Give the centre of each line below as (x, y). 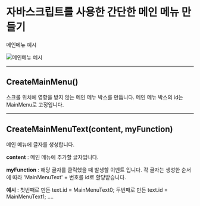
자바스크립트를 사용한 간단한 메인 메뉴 (93, 12)
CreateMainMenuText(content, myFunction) (90, 129)
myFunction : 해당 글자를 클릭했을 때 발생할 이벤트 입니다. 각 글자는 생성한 (93, 170)
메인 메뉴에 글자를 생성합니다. (40, 144)
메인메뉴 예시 (21, 45)
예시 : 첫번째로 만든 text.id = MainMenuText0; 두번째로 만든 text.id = (87, 190)
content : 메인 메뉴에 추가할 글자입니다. (52, 157)
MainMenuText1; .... (30, 196)
